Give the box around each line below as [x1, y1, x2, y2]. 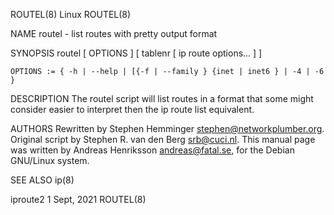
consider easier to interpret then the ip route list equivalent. [10, 104, 255, 115]
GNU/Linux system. [10, 155, 90, 166]
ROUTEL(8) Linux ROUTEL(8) [10, 9, 132, 20]
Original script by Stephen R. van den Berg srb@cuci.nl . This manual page [10, 134, 316, 145]
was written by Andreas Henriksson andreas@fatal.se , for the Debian [10, 144, 295, 156]
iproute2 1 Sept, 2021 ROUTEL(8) [10, 194, 147, 205]
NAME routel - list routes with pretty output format [10, 28, 218, 39]
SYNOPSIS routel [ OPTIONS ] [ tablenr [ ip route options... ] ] [10, 47, 263, 59]
